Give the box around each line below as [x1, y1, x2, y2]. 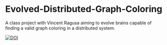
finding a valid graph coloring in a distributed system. [5, 25, 115, 31]
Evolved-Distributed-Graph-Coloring [5, 3, 162, 15]
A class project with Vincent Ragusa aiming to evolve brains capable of [5, 20, 152, 26]
